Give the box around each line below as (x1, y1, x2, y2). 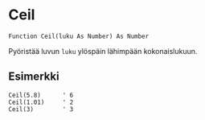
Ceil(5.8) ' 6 (8, 91, 74, 99)
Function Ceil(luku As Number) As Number (8, 32, 150, 40)
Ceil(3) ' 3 (8, 105, 74, 114)
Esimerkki (8, 70, 59, 84)
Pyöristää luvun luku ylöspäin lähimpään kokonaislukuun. (8, 46, 198, 56)
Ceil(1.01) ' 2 (8, 98, 74, 106)
